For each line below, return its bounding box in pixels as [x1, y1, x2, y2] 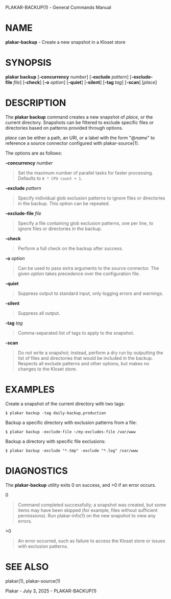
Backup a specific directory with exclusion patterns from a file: [5, 419, 137, 426]
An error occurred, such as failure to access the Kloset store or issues [17, 538, 165, 544]
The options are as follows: [5, 150, 62, 156]
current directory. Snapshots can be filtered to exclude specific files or [5, 119, 154, 126]
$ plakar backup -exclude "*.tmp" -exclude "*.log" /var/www [5, 448, 138, 453]
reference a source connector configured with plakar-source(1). [5, 140, 139, 146]
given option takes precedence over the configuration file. [17, 270, 140, 277]
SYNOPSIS [5, 57, 52, 68]
